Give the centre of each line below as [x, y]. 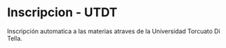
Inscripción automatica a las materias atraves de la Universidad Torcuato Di [114, 31]
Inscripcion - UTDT [63, 13]
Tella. [15, 38]
